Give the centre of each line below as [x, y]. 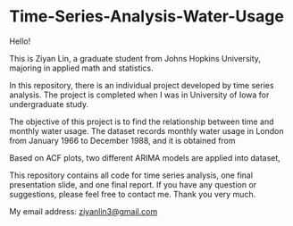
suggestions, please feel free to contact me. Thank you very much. [133, 194]
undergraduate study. [49, 104]
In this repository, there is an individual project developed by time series [142, 85]
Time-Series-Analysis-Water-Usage [146, 17]
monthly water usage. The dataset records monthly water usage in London [146, 130]
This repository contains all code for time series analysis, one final [131, 175]
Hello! [20, 41]
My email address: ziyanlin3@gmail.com [84, 211]
